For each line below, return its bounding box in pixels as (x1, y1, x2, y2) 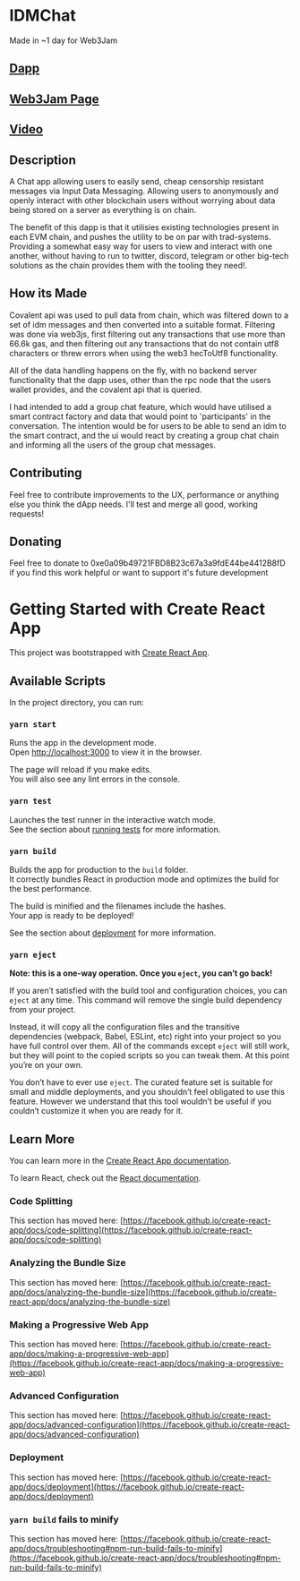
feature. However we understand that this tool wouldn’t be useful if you (9, 1096, 271, 1107)
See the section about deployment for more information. (9, 927, 217, 938)
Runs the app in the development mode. (9, 738, 157, 748)
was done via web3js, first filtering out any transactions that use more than (9, 329, 286, 339)
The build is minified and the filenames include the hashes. (9, 901, 227, 911)
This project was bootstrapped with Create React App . (9, 647, 210, 658)
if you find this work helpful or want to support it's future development (9, 568, 269, 578)
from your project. (9, 1004, 76, 1015)
